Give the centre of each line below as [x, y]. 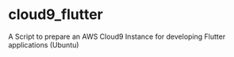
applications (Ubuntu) [44, 44]
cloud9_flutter [56, 15]
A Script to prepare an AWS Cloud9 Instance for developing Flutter [117, 36]
